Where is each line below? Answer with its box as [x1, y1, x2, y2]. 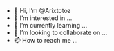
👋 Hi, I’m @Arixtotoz [13, 7, 71, 14]
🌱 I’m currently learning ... [13, 21, 88, 29]
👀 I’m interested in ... [13, 14, 73, 22]
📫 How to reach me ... [13, 37, 78, 44]
